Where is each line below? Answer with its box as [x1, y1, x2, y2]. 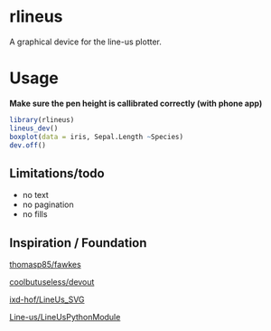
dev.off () [9, 140, 47, 150]
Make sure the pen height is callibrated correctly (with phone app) [9, 98, 263, 109]
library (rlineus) [9, 115, 75, 124]
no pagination [22, 199, 74, 210]
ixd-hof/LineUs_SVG [9, 294, 85, 305]
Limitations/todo [9, 165, 106, 181]
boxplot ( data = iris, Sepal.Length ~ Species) [9, 132, 183, 141]
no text [22, 190, 50, 201]
